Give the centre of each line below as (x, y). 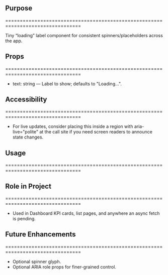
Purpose (19, 8)
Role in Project (28, 186)
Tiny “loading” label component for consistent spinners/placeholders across (84, 35)
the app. (14, 41)
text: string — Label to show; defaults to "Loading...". (67, 84)
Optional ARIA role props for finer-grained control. (64, 267)
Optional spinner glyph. (37, 261)
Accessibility (26, 100)
